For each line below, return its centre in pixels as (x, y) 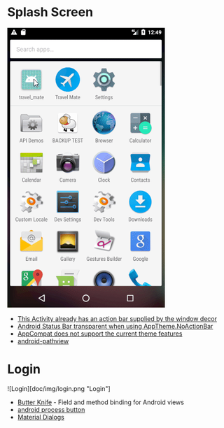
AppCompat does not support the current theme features (100, 334)
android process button (51, 409)
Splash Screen (50, 12)
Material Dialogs (41, 417)
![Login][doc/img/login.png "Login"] (59, 388)
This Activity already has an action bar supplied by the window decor (117, 318)
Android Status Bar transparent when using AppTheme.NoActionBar (115, 326)
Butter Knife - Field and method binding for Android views (100, 402)
